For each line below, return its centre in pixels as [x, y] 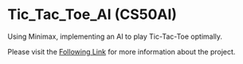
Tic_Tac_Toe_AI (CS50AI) [92, 15]
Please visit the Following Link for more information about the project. [121, 51]
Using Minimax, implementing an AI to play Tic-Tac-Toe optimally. [115, 36]
